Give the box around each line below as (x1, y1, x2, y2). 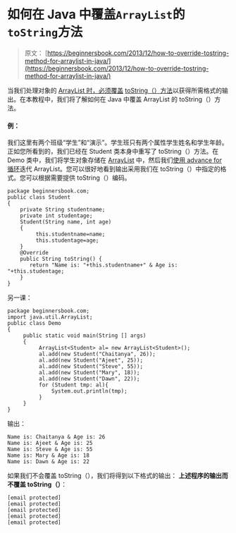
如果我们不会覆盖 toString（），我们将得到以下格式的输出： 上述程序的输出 (7, 472, 222, 480)
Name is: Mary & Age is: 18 (7, 452, 90, 459)
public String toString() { (20, 255, 102, 263)
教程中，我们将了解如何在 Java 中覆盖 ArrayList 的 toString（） (31, 94, 215, 103)
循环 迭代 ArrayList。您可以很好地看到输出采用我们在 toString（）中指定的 (7, 165, 221, 173)
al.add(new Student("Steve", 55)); (38, 363, 143, 370)
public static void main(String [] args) (23, 332, 147, 339)
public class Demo (7, 320, 61, 327)
